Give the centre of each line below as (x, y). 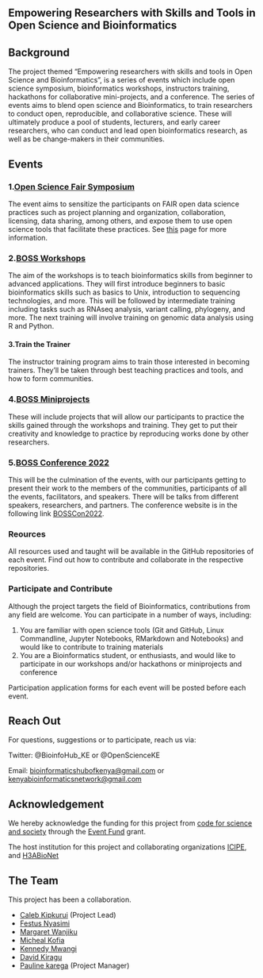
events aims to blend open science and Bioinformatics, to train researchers (131, 106)
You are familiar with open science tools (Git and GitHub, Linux (122, 630)
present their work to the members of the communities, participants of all (128, 488)
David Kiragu (41, 957)
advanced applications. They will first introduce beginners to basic (117, 284)
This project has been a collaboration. (70, 899)
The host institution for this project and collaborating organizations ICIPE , (128, 847)
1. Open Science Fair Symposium (71, 187)
